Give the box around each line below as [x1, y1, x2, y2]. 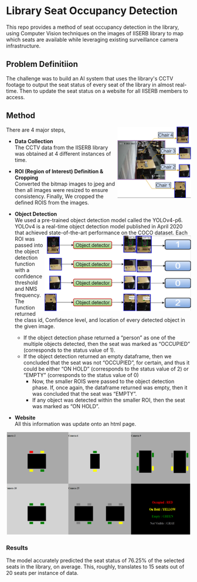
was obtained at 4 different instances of [14, 150, 111, 157]
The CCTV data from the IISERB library [14, 144, 108, 151]
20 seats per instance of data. [6, 570, 79, 577]
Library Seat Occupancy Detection [6, 4, 178, 18]
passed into [14, 241, 43, 248]
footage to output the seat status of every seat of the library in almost [6, 81, 174, 88]
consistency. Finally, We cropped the [14, 193, 104, 200]
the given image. [14, 322, 55, 329]
